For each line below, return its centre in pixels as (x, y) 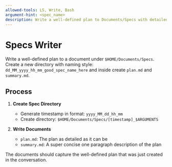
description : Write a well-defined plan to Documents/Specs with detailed (87, 19)
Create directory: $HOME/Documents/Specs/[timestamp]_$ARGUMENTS (89, 119)
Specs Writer (34, 45)
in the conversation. (26, 160)
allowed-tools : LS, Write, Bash (40, 10)
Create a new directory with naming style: (49, 65)
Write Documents (32, 129)
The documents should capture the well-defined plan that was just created (84, 155)
